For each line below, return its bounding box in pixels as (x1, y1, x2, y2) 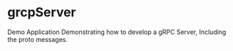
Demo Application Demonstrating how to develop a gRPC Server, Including (7, 28, 227, 36)
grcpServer (7, 4, 76, 21)
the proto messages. (7, 35, 68, 43)
